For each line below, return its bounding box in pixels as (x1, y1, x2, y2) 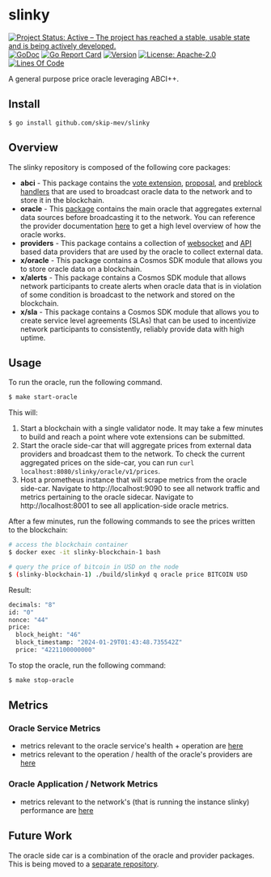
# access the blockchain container (8, 540, 129, 549)
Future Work (8, 829, 73, 843)
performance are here (19, 805, 94, 815)
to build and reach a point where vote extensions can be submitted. (19, 432, 245, 442)
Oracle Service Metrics (8, 722, 101, 734)
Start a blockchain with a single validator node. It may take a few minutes (19, 423, 264, 434)
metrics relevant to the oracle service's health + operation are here (19, 741, 243, 751)
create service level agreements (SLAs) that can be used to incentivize (19, 316, 256, 325)
